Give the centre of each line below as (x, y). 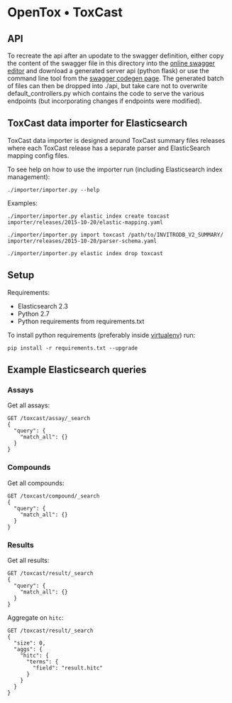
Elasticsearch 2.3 (43, 306)
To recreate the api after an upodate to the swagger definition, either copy (116, 55)
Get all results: (28, 560)
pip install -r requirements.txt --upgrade (73, 348)
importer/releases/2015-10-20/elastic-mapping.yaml (85, 222)
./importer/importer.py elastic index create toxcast (89, 216)
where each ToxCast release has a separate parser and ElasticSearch (109, 148)
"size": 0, (30, 643)
